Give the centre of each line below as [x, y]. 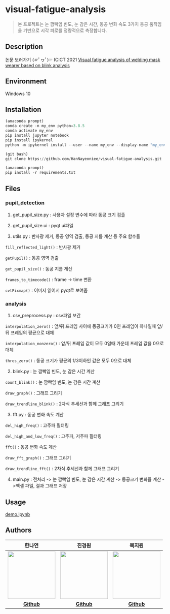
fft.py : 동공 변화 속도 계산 [38, 415]
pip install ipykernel [29, 140]
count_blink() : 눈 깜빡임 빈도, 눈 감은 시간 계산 [53, 382]
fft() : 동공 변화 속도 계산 [31, 447]
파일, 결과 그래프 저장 [46, 486]
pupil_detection [25, 203]
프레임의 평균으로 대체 [32, 333]
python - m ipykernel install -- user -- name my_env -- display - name [77, 145]
